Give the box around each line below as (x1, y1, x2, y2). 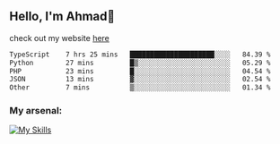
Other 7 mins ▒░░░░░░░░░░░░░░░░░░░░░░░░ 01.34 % (9, 83, 271, 92)
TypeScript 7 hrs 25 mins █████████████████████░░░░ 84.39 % (9, 50, 271, 59)
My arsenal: (9, 105, 63, 117)
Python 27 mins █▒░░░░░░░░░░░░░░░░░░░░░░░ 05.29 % (9, 58, 271, 67)
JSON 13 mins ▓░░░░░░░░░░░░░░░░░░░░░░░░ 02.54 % (9, 75, 271, 84)
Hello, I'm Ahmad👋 (9, 9, 116, 24)
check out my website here (9, 32, 110, 43)
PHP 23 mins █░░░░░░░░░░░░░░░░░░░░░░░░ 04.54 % (9, 66, 271, 76)
